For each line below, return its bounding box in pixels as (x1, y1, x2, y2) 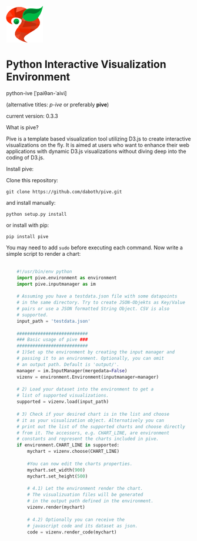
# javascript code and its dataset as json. (27, 523, 138, 529)
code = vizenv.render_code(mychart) (27, 529, 117, 535)
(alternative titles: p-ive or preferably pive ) (6, 101, 109, 108)
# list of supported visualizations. (16, 393, 109, 399)
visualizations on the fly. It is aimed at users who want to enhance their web (6, 141, 190, 148)
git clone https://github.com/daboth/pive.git (6, 189, 122, 195)
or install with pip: (6, 221, 49, 229)
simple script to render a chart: (6, 250, 81, 257)
